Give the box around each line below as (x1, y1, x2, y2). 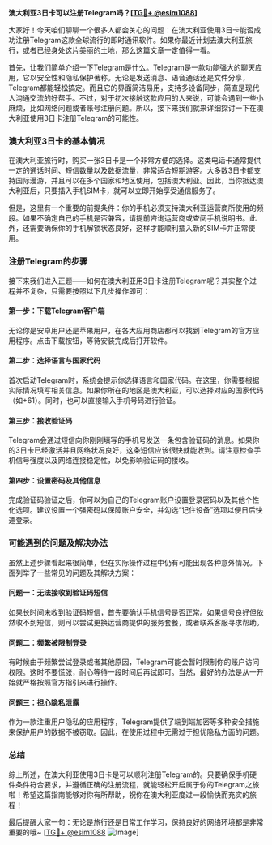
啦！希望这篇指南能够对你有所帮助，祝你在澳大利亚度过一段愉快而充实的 (8, 790, 249, 800)
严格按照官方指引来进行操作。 (22, 677, 122, 688)
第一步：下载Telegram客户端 (8, 306, 105, 315)
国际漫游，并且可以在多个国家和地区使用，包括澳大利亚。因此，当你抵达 (15, 176, 257, 186)
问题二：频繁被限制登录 (8, 637, 87, 647)
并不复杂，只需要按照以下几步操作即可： (15, 285, 151, 295)
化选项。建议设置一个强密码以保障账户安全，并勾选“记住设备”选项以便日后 (8, 505, 257, 515)
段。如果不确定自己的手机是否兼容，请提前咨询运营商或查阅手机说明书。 (8, 213, 249, 223)
